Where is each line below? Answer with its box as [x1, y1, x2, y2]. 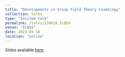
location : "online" [5, 34, 45, 39]
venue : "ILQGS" [5, 25, 36, 30]
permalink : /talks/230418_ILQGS [5, 20, 71, 26]
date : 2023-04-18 [5, 29, 40, 34]
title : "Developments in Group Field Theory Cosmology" [5, 7, 121, 12]
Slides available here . [5, 47, 45, 53]
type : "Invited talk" [5, 16, 49, 21]
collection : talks [5, 12, 42, 16]
